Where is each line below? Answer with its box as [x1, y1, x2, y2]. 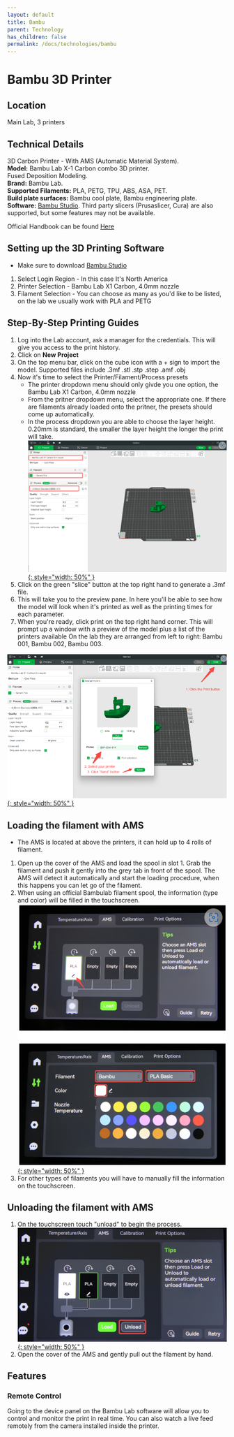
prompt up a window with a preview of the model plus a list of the [17, 625, 205, 633]
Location [7, 99, 47, 111]
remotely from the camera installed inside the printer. [7, 1422, 159, 1430]
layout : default [7, 11, 54, 18]
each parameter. [17, 610, 65, 618]
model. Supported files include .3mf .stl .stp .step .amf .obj [17, 365, 186, 374]
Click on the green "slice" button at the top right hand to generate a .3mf [17, 580, 226, 588]
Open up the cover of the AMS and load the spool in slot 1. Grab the [17, 859, 212, 867]
